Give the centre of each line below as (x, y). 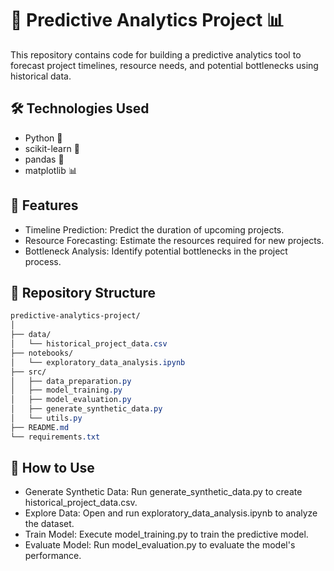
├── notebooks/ (42, 353)
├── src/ (28, 372)
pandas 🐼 (44, 159)
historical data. (41, 76)
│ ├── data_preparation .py (71, 381)
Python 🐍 (43, 138)
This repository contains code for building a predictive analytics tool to (156, 54)
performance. (53, 556)
